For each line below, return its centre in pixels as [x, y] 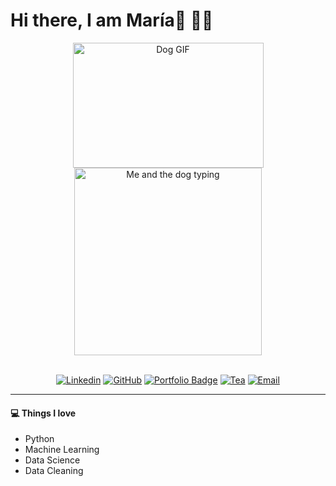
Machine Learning [62, 450]
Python [39, 439]
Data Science [52, 460]
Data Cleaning [54, 471]
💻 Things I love [43, 413]
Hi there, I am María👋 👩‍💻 [112, 20]
